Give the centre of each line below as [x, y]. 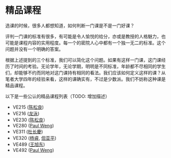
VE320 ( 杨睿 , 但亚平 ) [35, 138]
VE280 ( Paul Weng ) [33, 125]
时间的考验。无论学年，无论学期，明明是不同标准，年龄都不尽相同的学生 [90, 66]
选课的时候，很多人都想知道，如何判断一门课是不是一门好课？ [70, 25]
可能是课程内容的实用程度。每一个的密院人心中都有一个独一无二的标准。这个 [85, 43]
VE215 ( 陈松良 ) [28, 107]
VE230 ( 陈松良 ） [30, 120]
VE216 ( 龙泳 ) [26, 113]
